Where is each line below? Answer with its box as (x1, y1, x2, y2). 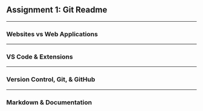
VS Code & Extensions (6, 52, 74, 61)
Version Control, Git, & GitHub (6, 75, 95, 84)
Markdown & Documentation (6, 98, 92, 106)
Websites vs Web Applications (6, 30, 98, 38)
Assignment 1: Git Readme (6, 5, 108, 15)
